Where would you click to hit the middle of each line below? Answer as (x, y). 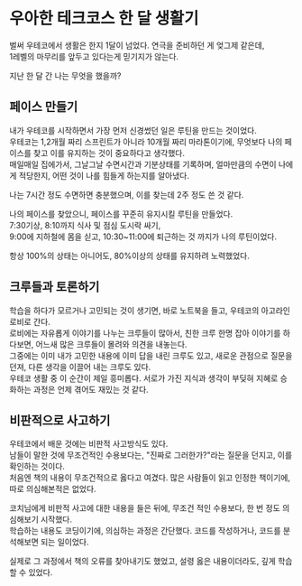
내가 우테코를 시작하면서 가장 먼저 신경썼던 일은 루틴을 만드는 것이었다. (133, 130)
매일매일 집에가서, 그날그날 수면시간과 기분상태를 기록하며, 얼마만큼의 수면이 (143, 164)
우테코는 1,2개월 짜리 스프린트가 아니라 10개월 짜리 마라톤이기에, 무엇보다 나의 (146, 142)
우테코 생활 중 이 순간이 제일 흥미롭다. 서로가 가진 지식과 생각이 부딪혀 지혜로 (144, 378)
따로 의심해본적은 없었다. (53, 489)
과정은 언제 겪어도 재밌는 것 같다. (91, 389)
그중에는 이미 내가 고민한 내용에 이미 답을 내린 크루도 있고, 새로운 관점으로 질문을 (151, 355)
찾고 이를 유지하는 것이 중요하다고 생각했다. (109, 153)
